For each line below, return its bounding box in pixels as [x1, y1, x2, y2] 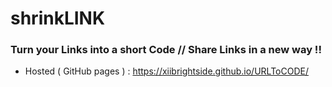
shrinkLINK [10, 7, 106, 30]
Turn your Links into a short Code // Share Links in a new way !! [10, 43, 322, 57]
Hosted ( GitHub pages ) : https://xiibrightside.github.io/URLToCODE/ [24, 65, 309, 77]
